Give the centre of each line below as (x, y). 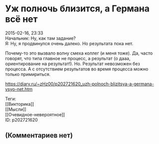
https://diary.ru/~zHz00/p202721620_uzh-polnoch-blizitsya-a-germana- (79, 84)
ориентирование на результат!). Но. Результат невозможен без (73, 64)
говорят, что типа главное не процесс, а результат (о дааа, (68, 58)
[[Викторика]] (20, 104)
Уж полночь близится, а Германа (78, 9)
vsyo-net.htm (19, 89)
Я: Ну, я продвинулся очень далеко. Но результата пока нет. (69, 43)
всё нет (22, 19)
